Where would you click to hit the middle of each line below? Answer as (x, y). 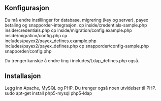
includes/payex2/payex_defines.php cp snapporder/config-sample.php (77, 46)
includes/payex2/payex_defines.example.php (50, 41)
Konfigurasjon (27, 8)
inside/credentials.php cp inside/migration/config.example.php (68, 30)
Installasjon (23, 76)
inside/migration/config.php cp (36, 35)
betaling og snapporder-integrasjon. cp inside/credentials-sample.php (76, 25)
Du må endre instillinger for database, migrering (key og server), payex (77, 20)
